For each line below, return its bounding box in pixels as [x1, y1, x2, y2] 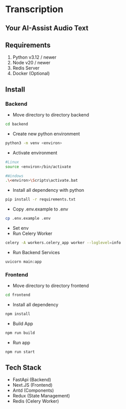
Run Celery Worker [12, 230, 53, 236]
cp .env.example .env [5, 216, 51, 221]
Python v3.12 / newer [12, 54, 57, 60]
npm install [5, 311, 30, 316]
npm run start [5, 349, 35, 354]
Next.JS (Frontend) [12, 382, 53, 388]
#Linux [5, 159, 19, 165]
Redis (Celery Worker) [12, 398, 59, 404]
